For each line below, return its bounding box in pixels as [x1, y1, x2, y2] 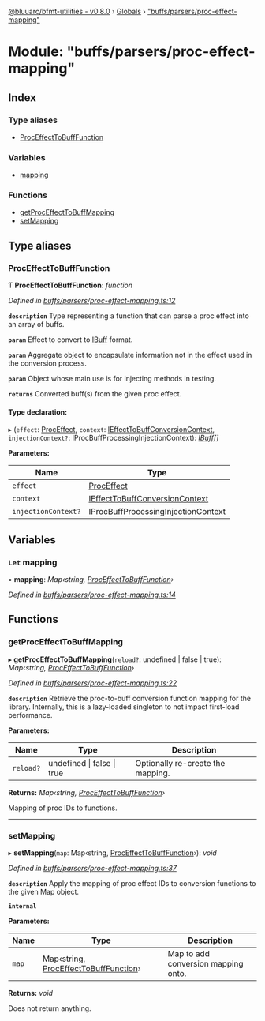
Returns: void [8, 989, 54, 998]
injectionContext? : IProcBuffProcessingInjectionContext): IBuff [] [8, 434, 219, 443]
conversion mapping [167, 959, 244, 970]
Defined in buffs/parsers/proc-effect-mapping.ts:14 [8, 590, 176, 599]
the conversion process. [8, 358, 87, 368]
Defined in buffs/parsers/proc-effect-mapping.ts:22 [8, 678, 177, 688]
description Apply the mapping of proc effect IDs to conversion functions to [8, 879, 256, 888]
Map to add [167, 948, 211, 959]
